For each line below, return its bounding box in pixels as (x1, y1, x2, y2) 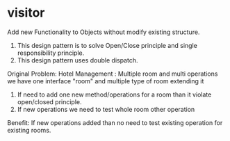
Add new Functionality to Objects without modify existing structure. (7, 28, 200, 36)
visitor (7, 5, 45, 21)
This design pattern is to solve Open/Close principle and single (17, 41, 198, 49)
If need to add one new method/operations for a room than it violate (17, 90, 212, 99)
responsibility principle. (17, 49, 85, 57)
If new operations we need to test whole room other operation (17, 105, 195, 113)
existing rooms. (7, 126, 51, 134)
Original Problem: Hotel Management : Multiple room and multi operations (7, 69, 218, 78)
